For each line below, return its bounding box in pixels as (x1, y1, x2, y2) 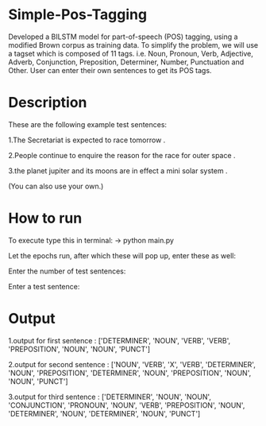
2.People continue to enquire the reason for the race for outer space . (8, 150, 236, 160)
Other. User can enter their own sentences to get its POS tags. (8, 65, 212, 75)
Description (8, 94, 87, 112)
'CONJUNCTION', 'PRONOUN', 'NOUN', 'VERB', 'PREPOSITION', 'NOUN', (8, 400, 245, 410)
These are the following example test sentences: (8, 119, 168, 129)
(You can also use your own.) (8, 181, 104, 191)
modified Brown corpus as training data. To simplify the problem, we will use (8, 40, 259, 49)
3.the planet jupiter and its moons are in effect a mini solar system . (8, 165, 228, 176)
